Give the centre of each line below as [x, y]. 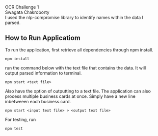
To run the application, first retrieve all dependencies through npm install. [79, 50]
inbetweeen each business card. [38, 101]
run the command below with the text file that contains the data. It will [76, 68]
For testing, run [20, 119]
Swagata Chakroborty [27, 12]
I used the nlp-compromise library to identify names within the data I [74, 17]
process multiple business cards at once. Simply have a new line [70, 96]
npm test [14, 128]
